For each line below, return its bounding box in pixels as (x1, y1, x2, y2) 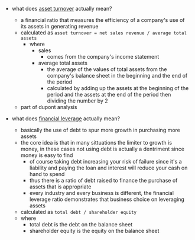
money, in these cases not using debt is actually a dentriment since (20, 145, 185, 152)
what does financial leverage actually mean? (11, 115, 120, 122)
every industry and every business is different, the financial (29, 190, 174, 196)
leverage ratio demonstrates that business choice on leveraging (29, 196, 185, 203)
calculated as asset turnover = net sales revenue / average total (20, 29, 187, 36)
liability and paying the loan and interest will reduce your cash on (29, 164, 188, 171)
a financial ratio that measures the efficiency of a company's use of (20, 17, 185, 23)
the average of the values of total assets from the (47, 66, 167, 73)
